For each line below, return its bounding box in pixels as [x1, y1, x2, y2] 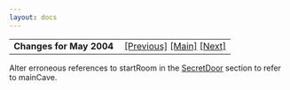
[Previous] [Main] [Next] [123, 40, 227, 52]
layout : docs [9, 12, 58, 22]
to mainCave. [9, 71, 58, 82]
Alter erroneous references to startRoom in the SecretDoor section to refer [9, 63, 282, 73]
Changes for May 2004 [13, 40, 114, 52]
